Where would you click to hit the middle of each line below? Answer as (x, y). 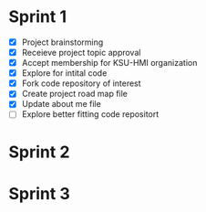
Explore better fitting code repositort (90, 114)
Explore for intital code (64, 73)
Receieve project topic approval (81, 53)
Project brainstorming (62, 42)
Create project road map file (75, 94)
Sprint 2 (39, 152)
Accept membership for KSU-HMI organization (109, 63)
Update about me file (61, 104)
